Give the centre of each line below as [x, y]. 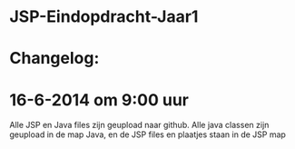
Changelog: [54, 59]
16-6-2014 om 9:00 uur [99, 99]
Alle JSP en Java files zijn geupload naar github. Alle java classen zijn [139, 125]
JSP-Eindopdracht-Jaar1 [104, 17]
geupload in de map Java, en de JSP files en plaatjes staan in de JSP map [147, 134]
